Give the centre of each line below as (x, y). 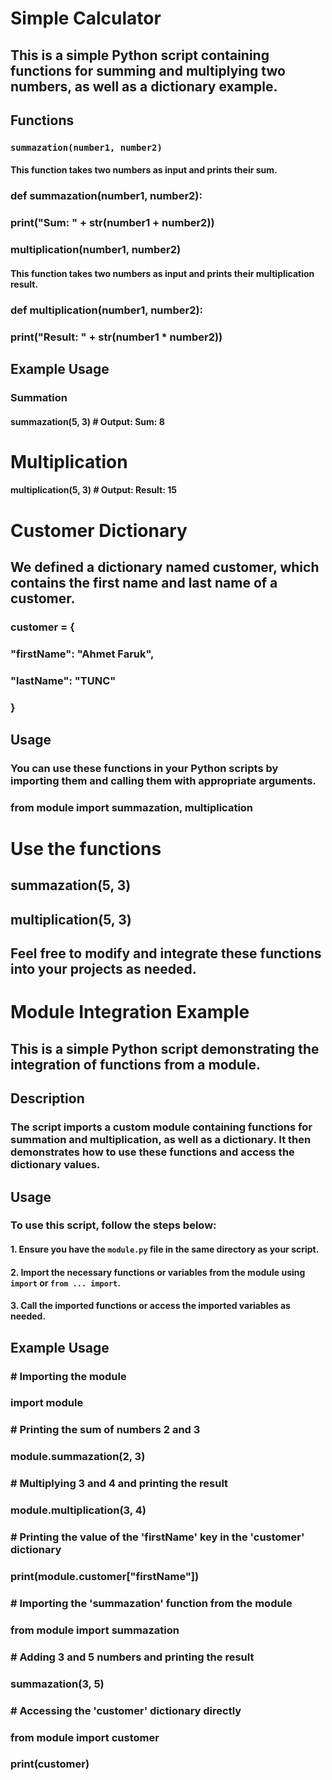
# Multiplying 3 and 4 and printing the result (119, 1484)
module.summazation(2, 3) (78, 1457)
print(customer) (50, 1764)
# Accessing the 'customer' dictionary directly (126, 1710)
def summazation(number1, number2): (106, 196)
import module (47, 1403)
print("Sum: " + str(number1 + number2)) (112, 223)
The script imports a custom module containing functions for (161, 1127)
